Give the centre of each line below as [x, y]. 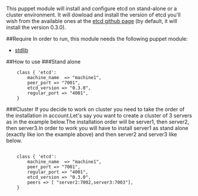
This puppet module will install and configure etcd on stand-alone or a [92, 9]
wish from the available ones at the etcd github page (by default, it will [92, 21]
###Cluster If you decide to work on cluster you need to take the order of [95, 109]
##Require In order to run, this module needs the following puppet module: [97, 39]
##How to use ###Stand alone [43, 62]
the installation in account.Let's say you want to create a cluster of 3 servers [99, 115]
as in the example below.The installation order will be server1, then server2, [98, 122]
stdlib [21, 50]
